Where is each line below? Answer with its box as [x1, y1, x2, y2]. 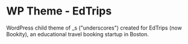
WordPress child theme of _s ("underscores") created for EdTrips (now [6, 24, 182, 31]
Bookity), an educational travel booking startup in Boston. [6, 30, 149, 37]
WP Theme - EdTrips [6, 4, 112, 18]
